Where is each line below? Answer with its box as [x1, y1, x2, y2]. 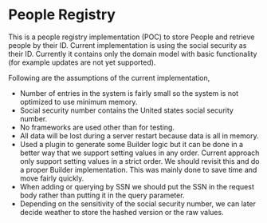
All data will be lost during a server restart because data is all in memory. [19, 130, 259, 141]
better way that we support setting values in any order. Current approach [19, 148, 260, 157]
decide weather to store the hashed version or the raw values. [19, 207, 225, 217]
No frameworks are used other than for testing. [19, 122, 175, 132]
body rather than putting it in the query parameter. [19, 190, 185, 200]
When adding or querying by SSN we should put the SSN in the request [19, 181, 255, 191]
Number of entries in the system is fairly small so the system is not [19, 88, 239, 98]
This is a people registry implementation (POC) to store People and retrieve [8, 32, 255, 42]
